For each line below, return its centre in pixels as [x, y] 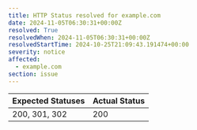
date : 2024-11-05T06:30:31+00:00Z [65, 23]
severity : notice [37, 52]
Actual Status [118, 101]
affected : [25, 60]
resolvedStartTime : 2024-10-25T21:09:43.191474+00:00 [99, 45]
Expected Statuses [49, 101]
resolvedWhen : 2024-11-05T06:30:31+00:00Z [79, 37]
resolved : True [33, 30]
